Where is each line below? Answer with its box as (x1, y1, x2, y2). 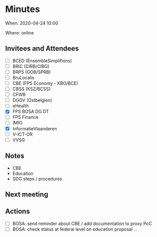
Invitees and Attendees (5, 44, 79, 53)
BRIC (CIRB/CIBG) (12, 63, 49, 69)
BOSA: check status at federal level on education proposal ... (12, 226, 138, 232)
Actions (5, 207, 30, 216)
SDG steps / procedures (12, 175, 62, 181)
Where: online (5, 30, 34, 36)
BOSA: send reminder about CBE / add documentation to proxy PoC (12, 220, 152, 226)
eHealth (12, 103, 29, 109)
